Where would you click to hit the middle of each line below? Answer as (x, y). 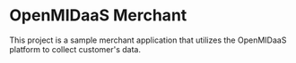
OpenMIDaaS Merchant (98, 16)
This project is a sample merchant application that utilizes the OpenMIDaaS (148, 40)
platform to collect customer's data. (75, 49)
